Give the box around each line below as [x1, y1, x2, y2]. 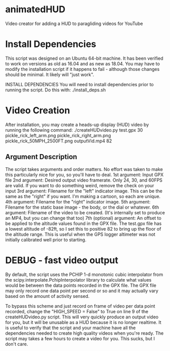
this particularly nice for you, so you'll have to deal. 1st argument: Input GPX [5, 171, 164, 178]
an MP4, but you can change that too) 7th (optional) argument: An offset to [5, 215, 161, 221]
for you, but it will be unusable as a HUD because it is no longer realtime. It [5, 319, 161, 325]
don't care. [5, 341, 28, 347]
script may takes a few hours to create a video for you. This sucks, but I [5, 335, 155, 341]
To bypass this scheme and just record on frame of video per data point [5, 303, 156, 309]
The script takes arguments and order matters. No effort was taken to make [5, 166, 163, 172]
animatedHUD [5, 4, 66, 15]
